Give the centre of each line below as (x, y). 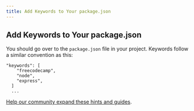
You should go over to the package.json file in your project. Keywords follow (97, 49)
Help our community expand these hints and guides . (69, 102)
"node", (26, 76)
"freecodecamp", (37, 71)
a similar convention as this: (39, 55)
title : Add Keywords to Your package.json (58, 11)
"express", (30, 81)
